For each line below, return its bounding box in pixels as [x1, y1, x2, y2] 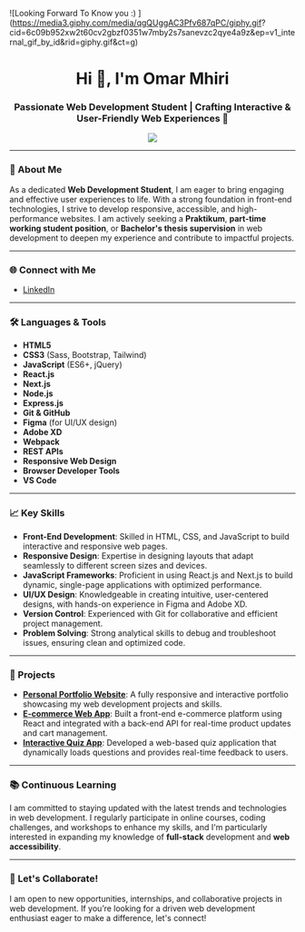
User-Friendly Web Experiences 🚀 [76, 113, 229, 125]
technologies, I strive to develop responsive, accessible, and [9, 203, 236, 214]
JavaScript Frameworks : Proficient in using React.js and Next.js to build [22, 570, 293, 580]
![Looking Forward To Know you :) [9, 8, 136, 18]
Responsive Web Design [22, 456, 117, 467]
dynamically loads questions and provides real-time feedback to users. [22, 747, 289, 758]
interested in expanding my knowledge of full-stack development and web [9, 831, 290, 843]
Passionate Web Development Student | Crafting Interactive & [13, 101, 292, 114]
